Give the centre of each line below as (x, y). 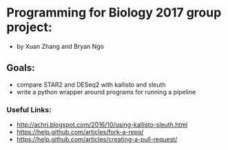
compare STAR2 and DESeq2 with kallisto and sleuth (91, 85)
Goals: (21, 68)
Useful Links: (29, 109)
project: (29, 27)
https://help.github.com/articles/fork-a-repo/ (80, 132)
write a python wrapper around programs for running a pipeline (106, 92)
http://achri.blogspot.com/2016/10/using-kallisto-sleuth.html (102, 125)
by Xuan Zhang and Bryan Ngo (60, 46)
